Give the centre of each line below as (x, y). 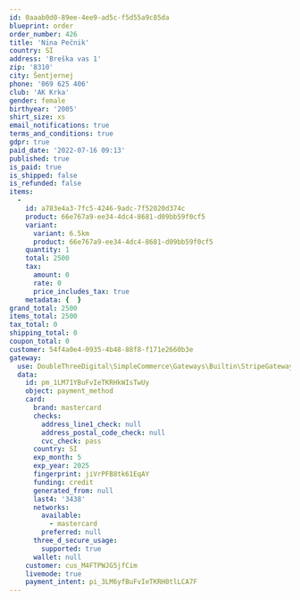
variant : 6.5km (61, 233)
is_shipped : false (43, 175)
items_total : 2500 (43, 317)
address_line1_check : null (92, 424)
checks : (47, 416)
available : (62, 516)
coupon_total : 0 (39, 341)
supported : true (71, 549)
